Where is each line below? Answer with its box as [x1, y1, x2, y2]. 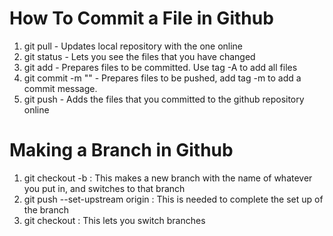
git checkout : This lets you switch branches [23, 214, 206, 226]
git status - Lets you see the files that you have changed [23, 50, 256, 62]
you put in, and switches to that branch [23, 182, 186, 194]
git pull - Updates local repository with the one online [23, 40, 244, 52]
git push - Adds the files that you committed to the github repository [23, 93, 305, 105]
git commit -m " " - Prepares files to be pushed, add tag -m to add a [23, 72, 302, 84]
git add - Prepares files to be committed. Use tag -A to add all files [23, 61, 298, 73]
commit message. [23, 82, 98, 94]
